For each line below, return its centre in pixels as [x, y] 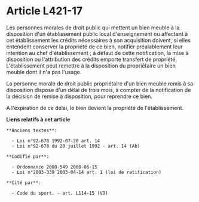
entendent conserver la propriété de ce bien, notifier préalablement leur [94, 47]
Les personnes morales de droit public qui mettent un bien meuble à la [93, 27]
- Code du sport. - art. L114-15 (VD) [60, 193]
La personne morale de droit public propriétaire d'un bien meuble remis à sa [100, 83]
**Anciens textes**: [32, 130]
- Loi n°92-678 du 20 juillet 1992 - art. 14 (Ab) [76, 146]
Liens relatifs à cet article [38, 119]
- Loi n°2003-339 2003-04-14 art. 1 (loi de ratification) [87, 172]
